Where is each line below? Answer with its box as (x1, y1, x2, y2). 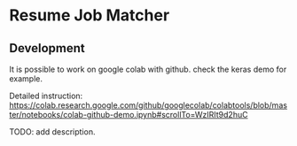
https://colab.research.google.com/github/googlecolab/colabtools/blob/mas (9, 100, 288, 111)
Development (9, 41, 86, 56)
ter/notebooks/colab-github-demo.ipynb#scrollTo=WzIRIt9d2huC (9, 110, 248, 119)
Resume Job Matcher (9, 5, 170, 26)
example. (9, 73, 43, 84)
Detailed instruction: (9, 90, 83, 101)
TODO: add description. (9, 127, 96, 137)
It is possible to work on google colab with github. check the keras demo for (9, 64, 287, 74)
